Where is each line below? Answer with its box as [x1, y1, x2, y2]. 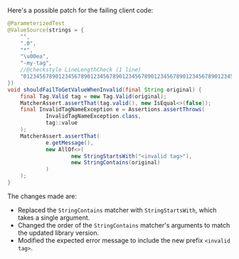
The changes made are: [7, 192, 77, 200]
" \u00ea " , [20, 53, 50, 60]
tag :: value [45, 119, 78, 127]
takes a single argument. [17, 213, 90, 222]
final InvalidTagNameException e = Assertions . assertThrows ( [20, 106, 205, 113]
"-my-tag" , [20, 60, 53, 67]
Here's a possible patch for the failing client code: [7, 6, 154, 14]
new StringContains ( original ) [70, 159, 161, 166]
